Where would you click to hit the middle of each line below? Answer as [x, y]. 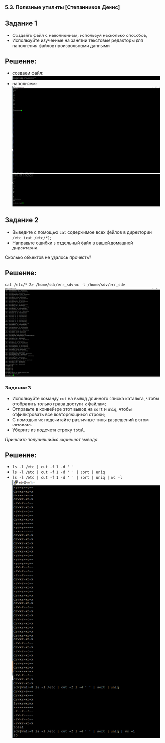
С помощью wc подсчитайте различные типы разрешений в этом [80, 419]
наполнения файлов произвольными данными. [61, 45]
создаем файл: [28, 73]
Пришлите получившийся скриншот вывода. [52, 439]
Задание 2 [22, 220]
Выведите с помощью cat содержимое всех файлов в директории [82, 232]
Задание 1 [21, 23]
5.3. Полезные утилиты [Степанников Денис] [63, 7]
